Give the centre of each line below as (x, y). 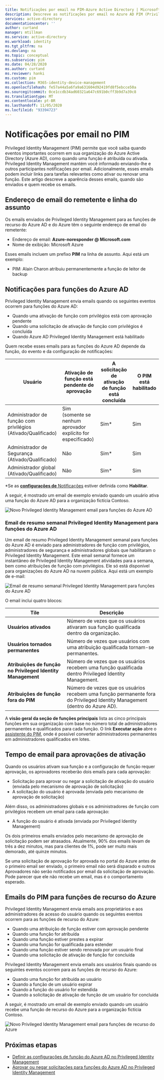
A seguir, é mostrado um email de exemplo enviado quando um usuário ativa (82, 495)
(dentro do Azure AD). (92, 706)
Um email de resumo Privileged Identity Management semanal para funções (82, 540)
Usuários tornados (30, 644)
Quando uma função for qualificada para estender (62, 945)
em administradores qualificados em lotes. (48, 739)
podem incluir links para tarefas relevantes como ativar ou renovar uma (77, 174)
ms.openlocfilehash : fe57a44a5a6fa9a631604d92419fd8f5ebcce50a (71, 87)
